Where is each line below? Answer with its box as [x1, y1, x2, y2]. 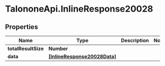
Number [48, 45, 68, 52]
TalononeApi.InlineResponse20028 [5, 3, 153, 15]
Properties [5, 23, 38, 31]
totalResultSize [7, 45, 44, 52]
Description [121, 37, 149, 44]
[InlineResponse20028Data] [48, 53, 116, 60]
